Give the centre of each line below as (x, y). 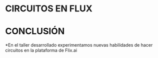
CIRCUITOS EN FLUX (49, 9)
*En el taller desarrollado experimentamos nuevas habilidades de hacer (79, 45)
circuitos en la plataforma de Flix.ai (41, 51)
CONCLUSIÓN (35, 31)
